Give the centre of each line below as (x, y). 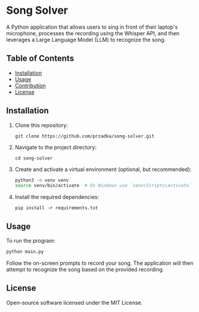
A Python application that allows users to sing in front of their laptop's (92, 27)
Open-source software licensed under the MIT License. (74, 302)
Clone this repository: (41, 125)
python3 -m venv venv (42, 180)
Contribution (30, 85)
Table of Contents (40, 58)
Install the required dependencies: (57, 197)
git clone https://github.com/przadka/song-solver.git (85, 136)
